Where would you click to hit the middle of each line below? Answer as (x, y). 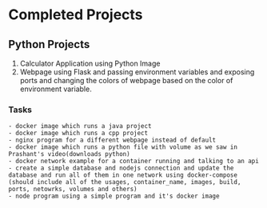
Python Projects (49, 44)
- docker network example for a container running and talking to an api (134, 162)
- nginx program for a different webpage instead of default (112, 140)
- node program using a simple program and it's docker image (114, 196)
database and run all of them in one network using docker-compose (123, 175)
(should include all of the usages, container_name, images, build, (125, 182)
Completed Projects (76, 15)
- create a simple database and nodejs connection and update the (121, 168)
